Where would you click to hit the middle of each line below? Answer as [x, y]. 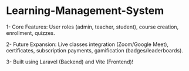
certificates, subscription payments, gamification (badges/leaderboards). [95, 50]
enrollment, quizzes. [31, 33]
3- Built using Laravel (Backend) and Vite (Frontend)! [70, 62]
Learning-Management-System [85, 11]
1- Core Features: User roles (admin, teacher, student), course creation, [92, 27]
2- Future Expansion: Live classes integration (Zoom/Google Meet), [87, 44]
